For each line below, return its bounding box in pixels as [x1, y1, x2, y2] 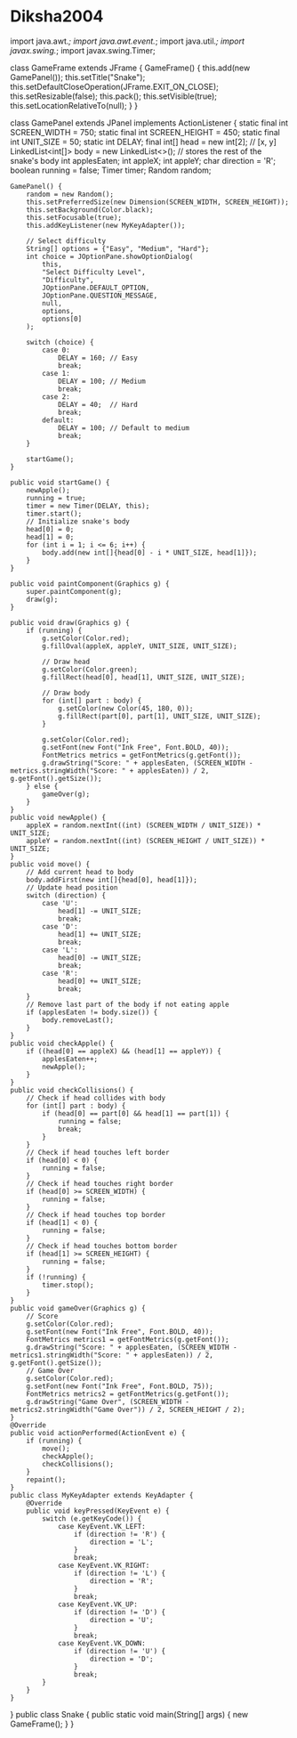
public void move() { [10, 859, 91, 869]
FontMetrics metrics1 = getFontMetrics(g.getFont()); [26, 1335, 229, 1344]
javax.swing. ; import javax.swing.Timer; [10, 45, 156, 55]
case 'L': [42, 946, 78, 954]
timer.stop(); [42, 1280, 94, 1289]
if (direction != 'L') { [73, 1569, 166, 1578]
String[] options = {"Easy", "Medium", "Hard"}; [26, 244, 210, 253]
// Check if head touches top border [26, 1210, 166, 1219]
